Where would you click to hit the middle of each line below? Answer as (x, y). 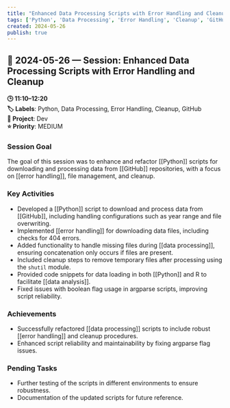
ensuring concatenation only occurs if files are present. (95, 252)
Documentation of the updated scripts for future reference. (100, 398)
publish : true (27, 33)
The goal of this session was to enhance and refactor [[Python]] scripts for (113, 162)
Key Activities (31, 194)
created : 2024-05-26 (37, 26)
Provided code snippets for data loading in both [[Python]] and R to (112, 274)
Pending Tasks (32, 368)
